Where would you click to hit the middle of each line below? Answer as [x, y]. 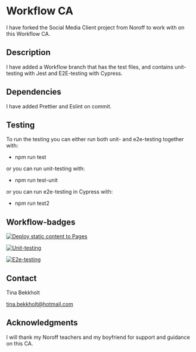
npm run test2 [32, 203]
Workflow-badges [41, 222]
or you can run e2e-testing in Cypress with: [60, 192]
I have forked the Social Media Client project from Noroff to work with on [95, 27]
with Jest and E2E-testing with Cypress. [73, 73]
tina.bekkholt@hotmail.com [40, 304]
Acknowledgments [42, 323]
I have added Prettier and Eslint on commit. [59, 106]
